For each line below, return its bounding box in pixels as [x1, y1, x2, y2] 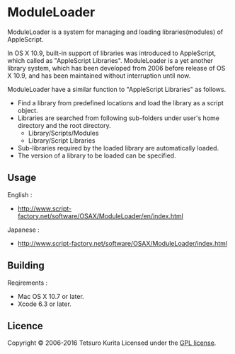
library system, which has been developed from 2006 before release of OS [7, 64, 226, 72]
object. [17, 106, 38, 114]
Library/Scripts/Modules [28, 129, 99, 137]
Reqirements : [7, 278, 48, 287]
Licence [7, 319, 44, 332]
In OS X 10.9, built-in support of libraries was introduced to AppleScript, [7, 49, 217, 57]
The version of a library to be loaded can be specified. [17, 151, 176, 160]
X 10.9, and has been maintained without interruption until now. [7, 71, 191, 80]
